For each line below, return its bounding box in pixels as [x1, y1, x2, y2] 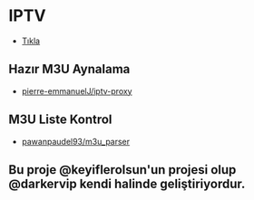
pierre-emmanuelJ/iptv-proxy [21, 85, 132, 96]
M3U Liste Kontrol [8, 112, 112, 128]
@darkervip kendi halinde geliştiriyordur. [8, 176, 246, 191]
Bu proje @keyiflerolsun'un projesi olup [8, 162, 237, 177]
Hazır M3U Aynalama [8, 62, 131, 77]
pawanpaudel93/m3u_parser [21, 136, 131, 147]
